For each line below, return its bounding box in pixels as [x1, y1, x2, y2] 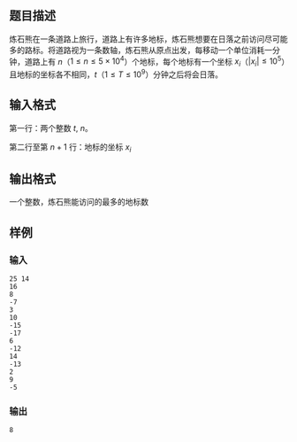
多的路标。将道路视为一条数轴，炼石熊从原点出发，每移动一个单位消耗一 [9, 44, 272, 55]
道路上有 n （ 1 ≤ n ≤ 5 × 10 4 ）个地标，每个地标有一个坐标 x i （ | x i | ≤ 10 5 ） [24, 54, 286, 69]
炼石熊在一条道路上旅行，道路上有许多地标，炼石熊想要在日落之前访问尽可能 [9, 34, 288, 44]
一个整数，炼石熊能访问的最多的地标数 [9, 197, 148, 207]
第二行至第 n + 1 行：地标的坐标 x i [9, 141, 132, 154]
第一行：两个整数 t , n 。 [9, 122, 93, 133]
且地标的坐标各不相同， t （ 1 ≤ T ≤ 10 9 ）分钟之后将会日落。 [9, 67, 224, 80]
